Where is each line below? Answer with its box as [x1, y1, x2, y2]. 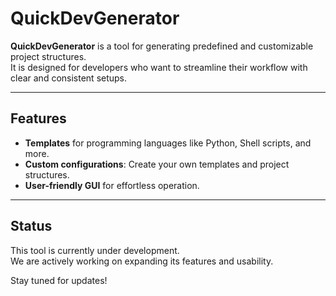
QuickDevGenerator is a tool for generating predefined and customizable [10, 40, 314, 52]
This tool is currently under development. [10, 244, 180, 256]
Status [10, 218, 53, 235]
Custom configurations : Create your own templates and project [24, 158, 290, 170]
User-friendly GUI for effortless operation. [24, 179, 200, 191]
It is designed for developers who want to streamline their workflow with [10, 61, 308, 73]
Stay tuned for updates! [10, 274, 108, 286]
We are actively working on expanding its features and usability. [10, 255, 274, 267]
